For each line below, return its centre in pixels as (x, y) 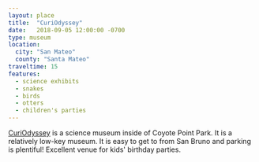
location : (24, 45)
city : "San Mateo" (46, 52)
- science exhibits (47, 81)
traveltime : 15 (33, 67)
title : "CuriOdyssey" (45, 23)
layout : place (32, 15)
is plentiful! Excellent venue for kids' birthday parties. (95, 149)
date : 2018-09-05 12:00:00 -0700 (67, 30)
